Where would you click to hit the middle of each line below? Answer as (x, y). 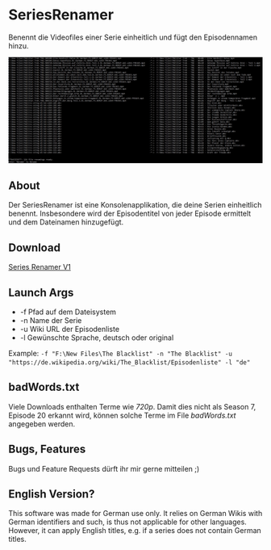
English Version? (52, 494)
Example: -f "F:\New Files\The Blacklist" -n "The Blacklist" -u (120, 354)
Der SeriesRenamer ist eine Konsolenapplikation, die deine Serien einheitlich (135, 205)
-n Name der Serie (51, 321)
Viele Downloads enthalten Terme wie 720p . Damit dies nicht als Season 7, (132, 406)
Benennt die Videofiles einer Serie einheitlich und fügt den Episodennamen (133, 37)
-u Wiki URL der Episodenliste (69, 330)
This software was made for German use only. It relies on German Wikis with (135, 514)
